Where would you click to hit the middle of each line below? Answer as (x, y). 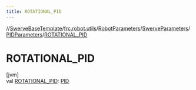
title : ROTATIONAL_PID (34, 11)
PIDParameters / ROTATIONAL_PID (47, 34)
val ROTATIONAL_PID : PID (38, 81)
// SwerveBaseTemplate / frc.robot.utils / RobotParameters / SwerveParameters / (98, 28)
